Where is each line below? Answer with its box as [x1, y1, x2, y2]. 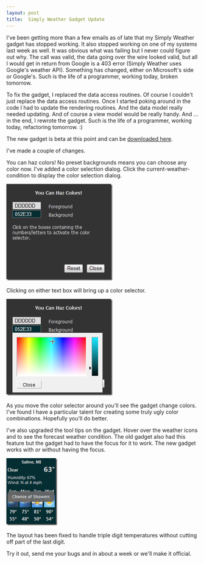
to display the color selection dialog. [31, 171, 122, 179]
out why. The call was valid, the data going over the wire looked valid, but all [6, 53, 198, 60]
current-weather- [146, 165, 190, 172]
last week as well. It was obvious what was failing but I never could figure [6, 46, 191, 54]
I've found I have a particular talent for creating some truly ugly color [6, 408, 179, 416]
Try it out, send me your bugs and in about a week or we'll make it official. [6, 550, 192, 557]
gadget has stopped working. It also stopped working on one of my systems [6, 40, 197, 48]
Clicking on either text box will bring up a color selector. [6, 286, 146, 294]
